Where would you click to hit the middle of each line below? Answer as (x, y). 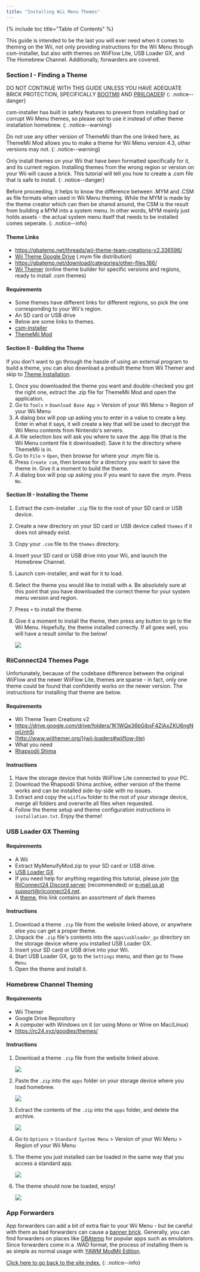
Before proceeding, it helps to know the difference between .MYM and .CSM (100, 191)
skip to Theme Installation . (39, 374)
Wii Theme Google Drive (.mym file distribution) (73, 257)
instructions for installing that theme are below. (64, 693)
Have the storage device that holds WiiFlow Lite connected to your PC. (102, 778)
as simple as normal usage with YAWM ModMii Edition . (74, 1251)
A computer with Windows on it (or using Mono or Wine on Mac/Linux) (101, 1024)
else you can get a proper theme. (56, 931)
